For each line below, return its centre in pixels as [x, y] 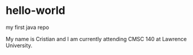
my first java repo [28, 27]
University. [19, 45]
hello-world [36, 11]
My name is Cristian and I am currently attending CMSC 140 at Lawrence [96, 39]
